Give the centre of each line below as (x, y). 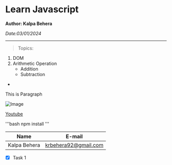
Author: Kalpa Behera (29, 23)
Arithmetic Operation (35, 63)
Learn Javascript (42, 9)
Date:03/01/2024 (24, 33)
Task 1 (19, 157)
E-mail (74, 136)
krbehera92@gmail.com (74, 145)
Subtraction (33, 74)
